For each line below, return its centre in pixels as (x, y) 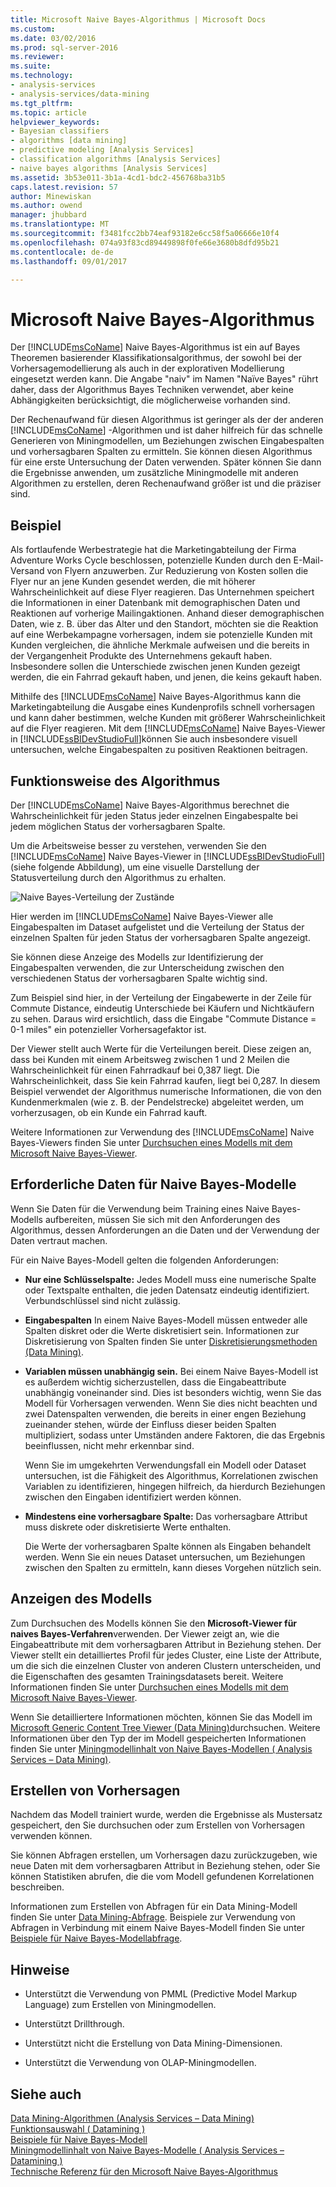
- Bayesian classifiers (60, 131)
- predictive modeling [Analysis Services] (102, 150)
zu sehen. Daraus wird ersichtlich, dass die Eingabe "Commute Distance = (163, 1018)
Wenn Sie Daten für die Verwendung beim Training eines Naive (140, 1208)
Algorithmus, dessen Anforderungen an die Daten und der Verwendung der (165, 1230)
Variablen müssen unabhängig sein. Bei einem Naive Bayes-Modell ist (171, 1371)
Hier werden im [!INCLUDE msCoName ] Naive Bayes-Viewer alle (142, 916)
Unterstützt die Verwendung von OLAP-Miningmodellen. (140, 2063)
